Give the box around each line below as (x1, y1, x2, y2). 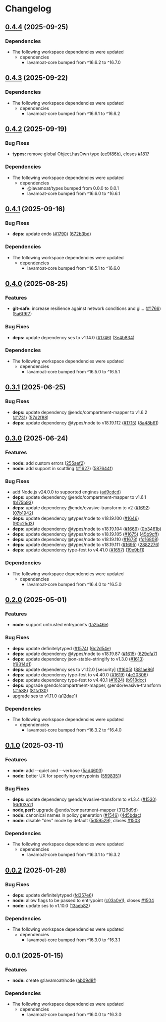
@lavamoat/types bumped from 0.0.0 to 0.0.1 (27, 185, 119, 191)
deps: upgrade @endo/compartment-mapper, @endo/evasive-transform (12, 682, 161, 688)
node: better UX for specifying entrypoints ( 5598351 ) (12, 773, 121, 779)
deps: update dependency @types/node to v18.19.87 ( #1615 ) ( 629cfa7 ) (12, 651, 158, 657)
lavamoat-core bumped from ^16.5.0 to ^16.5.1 (27, 368, 120, 374)
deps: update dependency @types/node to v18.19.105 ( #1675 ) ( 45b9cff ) (12, 531, 160, 537)
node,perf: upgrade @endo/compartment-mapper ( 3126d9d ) (12, 807, 138, 813)
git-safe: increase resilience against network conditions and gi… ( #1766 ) (12, 305, 161, 311)
